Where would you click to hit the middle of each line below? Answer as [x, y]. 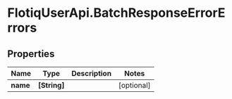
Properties [31, 54]
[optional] [134, 85]
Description [91, 73]
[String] [51, 85]
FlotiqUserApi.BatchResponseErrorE [116, 13]
